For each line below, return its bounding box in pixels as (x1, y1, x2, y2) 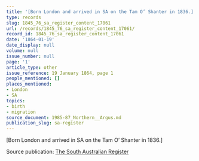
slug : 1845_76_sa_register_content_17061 (6, 20, 111, 26)
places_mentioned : (6, 81, 52, 87)
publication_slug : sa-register (6, 120, 84, 126)
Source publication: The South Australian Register (6, 148, 129, 156)
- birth (6, 103, 26, 110)
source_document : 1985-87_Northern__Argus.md (6, 114, 121, 120)
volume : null (6, 48, 39, 54)
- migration (6, 109, 36, 115)
